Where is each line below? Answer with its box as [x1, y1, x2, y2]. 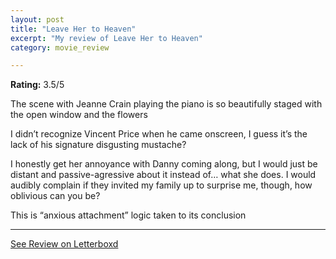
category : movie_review [10, 42, 110, 53]
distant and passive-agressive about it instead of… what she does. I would [10, 169, 317, 181]
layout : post [10, 14, 65, 25]
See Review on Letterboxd [10, 238, 119, 250]
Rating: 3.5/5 [10, 79, 65, 91]
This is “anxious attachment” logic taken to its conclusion [10, 209, 247, 221]
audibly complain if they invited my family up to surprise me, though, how [10, 179, 313, 191]
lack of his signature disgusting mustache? [10, 139, 187, 151]
